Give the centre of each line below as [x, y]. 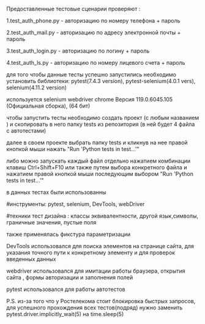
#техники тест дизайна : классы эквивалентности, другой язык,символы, [102, 216]
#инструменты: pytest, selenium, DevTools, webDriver [76, 204]
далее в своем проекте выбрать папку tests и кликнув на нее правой [97, 142]
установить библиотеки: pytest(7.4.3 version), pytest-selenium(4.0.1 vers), [101, 81]
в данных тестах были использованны [56, 192]
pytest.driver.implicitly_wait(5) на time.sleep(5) [65, 314]
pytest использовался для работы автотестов [66, 289]
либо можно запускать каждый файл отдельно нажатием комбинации [99, 161]
